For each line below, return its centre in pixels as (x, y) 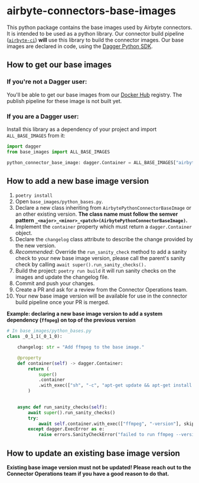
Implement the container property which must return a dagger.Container (104, 227)
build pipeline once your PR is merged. (62, 302)
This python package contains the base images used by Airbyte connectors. (99, 27)
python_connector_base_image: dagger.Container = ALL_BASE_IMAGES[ (92, 162)
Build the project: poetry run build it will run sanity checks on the (95, 271)
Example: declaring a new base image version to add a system (85, 314)
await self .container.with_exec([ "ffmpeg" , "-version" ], (110, 424)
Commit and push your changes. (55, 283)
